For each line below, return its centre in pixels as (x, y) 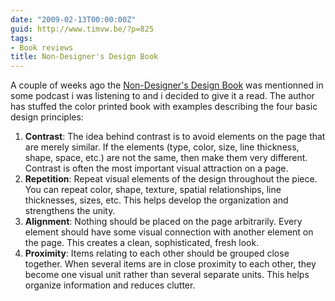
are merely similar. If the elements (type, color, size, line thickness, (162, 147)
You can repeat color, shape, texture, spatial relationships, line (153, 190)
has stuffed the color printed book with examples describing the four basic (164, 107)
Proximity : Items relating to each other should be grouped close (157, 253)
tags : (21, 38)
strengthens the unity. (70, 211)
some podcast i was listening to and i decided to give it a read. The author (162, 96)
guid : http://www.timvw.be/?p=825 (82, 29)
